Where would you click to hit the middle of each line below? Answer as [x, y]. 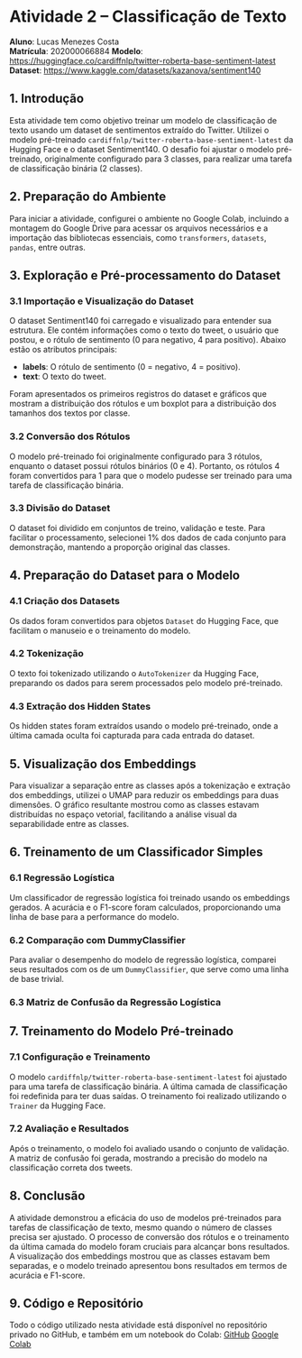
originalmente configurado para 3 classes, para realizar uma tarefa [169, 159]
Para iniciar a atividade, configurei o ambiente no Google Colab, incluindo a [149, 218]
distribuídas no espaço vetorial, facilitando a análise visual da [123, 814]
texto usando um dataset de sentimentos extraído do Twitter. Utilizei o [139, 130]
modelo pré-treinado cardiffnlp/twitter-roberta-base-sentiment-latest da [151, 139]
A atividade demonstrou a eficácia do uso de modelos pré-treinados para [146, 1217]
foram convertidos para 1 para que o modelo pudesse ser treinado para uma [151, 475]
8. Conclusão [47, 1196]
